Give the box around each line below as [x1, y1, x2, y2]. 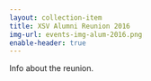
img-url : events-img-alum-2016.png [9, 30, 143, 39]
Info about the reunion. [9, 63, 94, 74]
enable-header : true [9, 38, 87, 48]
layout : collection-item [9, 13, 102, 22]
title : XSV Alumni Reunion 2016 [9, 22, 130, 31]
